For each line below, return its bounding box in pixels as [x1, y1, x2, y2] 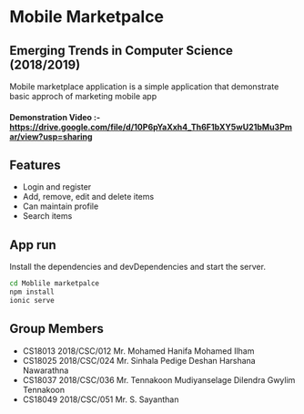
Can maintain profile [22, 201, 99, 212]
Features [9, 157, 61, 172]
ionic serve [9, 295, 55, 305]
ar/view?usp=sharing [9, 130, 93, 142]
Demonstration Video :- [9, 111, 101, 122]
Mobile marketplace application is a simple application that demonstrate [9, 81, 279, 92]
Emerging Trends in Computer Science [9, 43, 234, 58]
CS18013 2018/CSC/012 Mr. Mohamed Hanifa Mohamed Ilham [22, 345, 255, 357]
